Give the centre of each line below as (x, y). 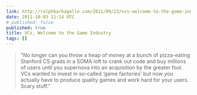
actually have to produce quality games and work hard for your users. (105, 80)
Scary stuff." (35, 86)
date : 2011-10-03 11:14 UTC (40, 17)
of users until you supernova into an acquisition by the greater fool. (101, 67)
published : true (26, 28)
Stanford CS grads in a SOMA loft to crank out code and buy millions (103, 61)
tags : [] (17, 38)
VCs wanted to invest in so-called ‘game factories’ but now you (97, 74)
